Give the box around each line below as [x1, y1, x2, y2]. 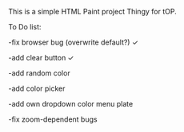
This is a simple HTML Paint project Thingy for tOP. [8, 7, 178, 16]
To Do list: [8, 22, 42, 31]
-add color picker [8, 83, 66, 93]
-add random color [8, 68, 70, 78]
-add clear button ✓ [8, 53, 74, 62]
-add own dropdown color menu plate [8, 99, 134, 108]
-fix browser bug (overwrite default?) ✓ [8, 37, 138, 47]
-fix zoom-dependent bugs [8, 115, 98, 124]
